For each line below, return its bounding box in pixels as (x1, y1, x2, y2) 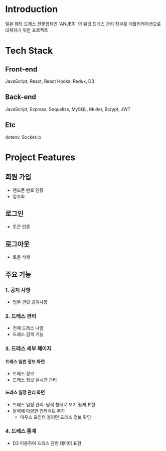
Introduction (5, 4, 58, 15)
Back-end (5, 93, 37, 101)
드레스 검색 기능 (12, 331, 44, 337)
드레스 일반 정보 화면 (5, 358, 45, 365)
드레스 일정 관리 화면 (5, 389, 45, 395)
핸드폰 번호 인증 (12, 187, 44, 193)
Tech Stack (5, 45, 53, 56)
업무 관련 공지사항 (12, 299, 48, 305)
